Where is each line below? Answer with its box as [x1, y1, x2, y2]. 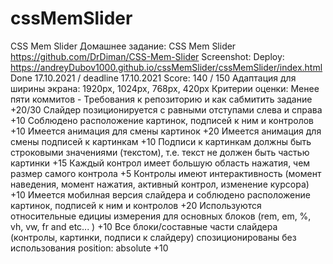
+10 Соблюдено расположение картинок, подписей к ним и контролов [10, 114, 315, 126]
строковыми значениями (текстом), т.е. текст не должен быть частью [10, 146, 310, 158]
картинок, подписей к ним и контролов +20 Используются [10, 199, 262, 211]
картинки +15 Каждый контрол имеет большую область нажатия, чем [10, 157, 311, 169]
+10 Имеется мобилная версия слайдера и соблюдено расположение [10, 188, 311, 201]
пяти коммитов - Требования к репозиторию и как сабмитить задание [10, 93, 313, 105]
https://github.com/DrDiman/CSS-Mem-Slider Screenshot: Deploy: [10, 50, 285, 62]
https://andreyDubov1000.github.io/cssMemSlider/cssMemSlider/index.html [10, 61, 323, 73]
